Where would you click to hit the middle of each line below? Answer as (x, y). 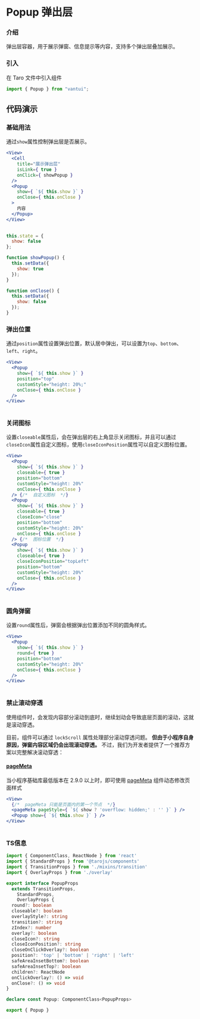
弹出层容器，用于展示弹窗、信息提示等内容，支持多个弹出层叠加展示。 (92, 47)
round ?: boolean (32, 906)
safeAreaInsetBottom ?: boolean (50, 961)
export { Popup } (28, 1010)
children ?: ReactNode (38, 972)
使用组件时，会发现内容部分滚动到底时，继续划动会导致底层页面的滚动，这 (97, 717)
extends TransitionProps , (44, 889)
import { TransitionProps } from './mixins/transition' (77, 867)
